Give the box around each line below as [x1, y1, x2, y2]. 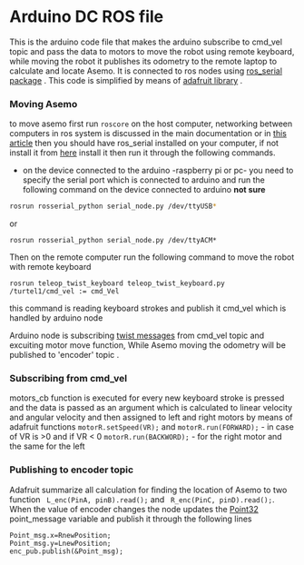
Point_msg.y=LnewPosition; [9, 539, 112, 548]
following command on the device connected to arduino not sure [22, 184, 266, 195]
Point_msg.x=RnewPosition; [9, 530, 112, 540]
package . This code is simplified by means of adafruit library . [9, 74, 243, 85]
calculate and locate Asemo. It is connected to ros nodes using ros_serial [9, 65, 283, 76]
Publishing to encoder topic [9, 463, 134, 476]
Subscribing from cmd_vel [9, 372, 128, 385]
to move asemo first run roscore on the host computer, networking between [9, 118, 293, 129]
